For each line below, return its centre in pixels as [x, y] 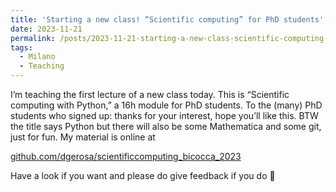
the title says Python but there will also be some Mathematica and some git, [166, 126]
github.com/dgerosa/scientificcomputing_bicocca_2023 [126, 156]
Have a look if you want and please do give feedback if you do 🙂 [143, 175]
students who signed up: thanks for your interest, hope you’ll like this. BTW [164, 115]
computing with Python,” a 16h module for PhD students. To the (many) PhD [166, 105]
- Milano [37, 57]
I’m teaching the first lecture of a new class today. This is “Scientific [150, 94]
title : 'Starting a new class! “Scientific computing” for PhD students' [167, 19]
